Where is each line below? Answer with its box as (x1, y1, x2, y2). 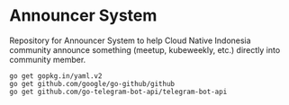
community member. (9, 54, 86, 65)
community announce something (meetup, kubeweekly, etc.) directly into (9, 44, 281, 55)
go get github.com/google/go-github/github (9, 79, 176, 88)
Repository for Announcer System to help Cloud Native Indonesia (9, 35, 251, 46)
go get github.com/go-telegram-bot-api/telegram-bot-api (9, 87, 228, 96)
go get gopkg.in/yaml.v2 (9, 71, 103, 81)
